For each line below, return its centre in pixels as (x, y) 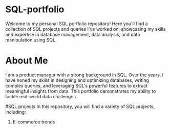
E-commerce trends (34, 122)
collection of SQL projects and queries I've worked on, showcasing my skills (85, 29)
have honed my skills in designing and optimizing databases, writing (77, 80)
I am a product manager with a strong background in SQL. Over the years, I (84, 75)
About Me (27, 61)
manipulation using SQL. (31, 40)
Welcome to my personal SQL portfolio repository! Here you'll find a (77, 24)
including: (16, 112)
